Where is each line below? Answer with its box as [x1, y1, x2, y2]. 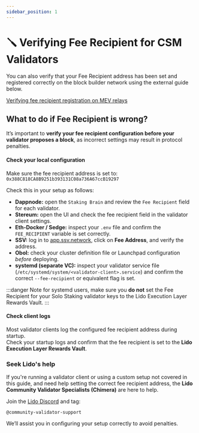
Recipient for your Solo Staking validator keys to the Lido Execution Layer [6, 292, 188, 299]
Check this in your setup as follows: [6, 186, 95, 193]
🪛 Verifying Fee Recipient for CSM [6, 35, 182, 49]
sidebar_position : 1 [6, 8, 58, 15]
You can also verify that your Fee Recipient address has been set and [6, 72, 177, 80]
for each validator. [14, 204, 60, 211]
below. [6, 85, 23, 92]
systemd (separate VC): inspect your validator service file [14, 262, 160, 269]
